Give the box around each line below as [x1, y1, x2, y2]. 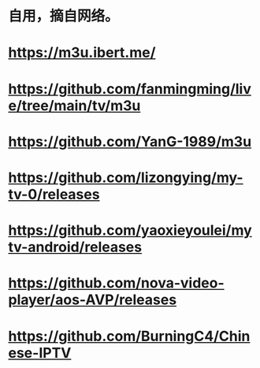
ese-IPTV [8, 344, 72, 362]
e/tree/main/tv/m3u [8, 96, 141, 114]
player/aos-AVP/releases [8, 291, 177, 309]
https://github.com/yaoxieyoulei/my [8, 221, 252, 240]
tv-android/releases [8, 238, 143, 256]
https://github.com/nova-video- [8, 274, 225, 292]
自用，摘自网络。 [8, 7, 120, 25]
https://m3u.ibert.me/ [8, 44, 156, 61]
